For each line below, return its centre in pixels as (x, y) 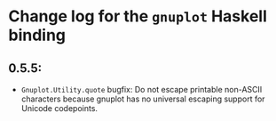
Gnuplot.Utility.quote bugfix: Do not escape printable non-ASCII (142, 89)
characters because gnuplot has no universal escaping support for (143, 99)
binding (37, 35)
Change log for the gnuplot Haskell (138, 16)
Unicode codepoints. (59, 108)
